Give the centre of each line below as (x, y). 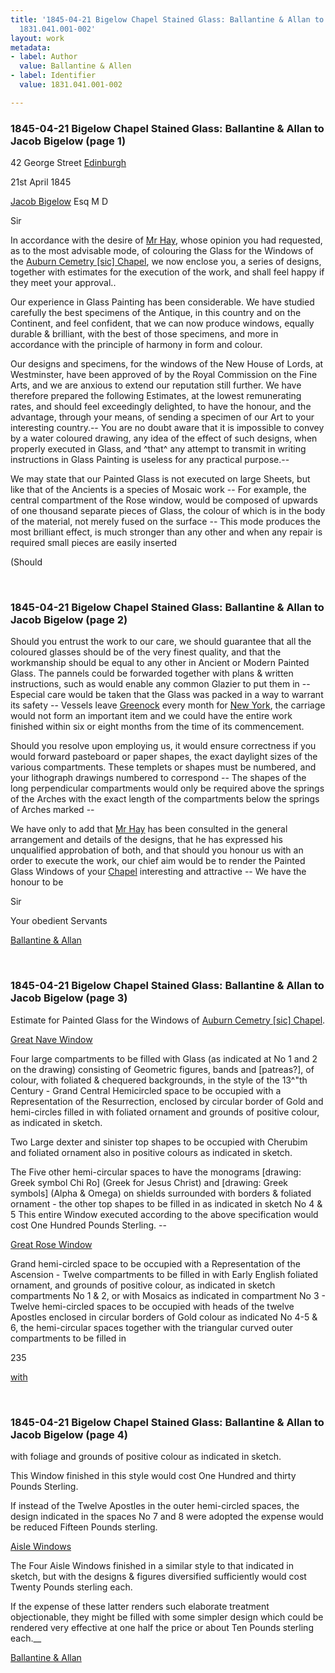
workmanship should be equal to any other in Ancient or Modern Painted (160, 663)
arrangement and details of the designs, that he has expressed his (146, 840)
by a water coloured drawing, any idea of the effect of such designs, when (164, 438)
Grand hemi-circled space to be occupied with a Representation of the (155, 1263)
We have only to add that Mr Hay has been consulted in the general (149, 829)
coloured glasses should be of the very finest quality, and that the (146, 652)
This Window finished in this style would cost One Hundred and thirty (153, 1475)
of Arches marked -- (52, 810)
